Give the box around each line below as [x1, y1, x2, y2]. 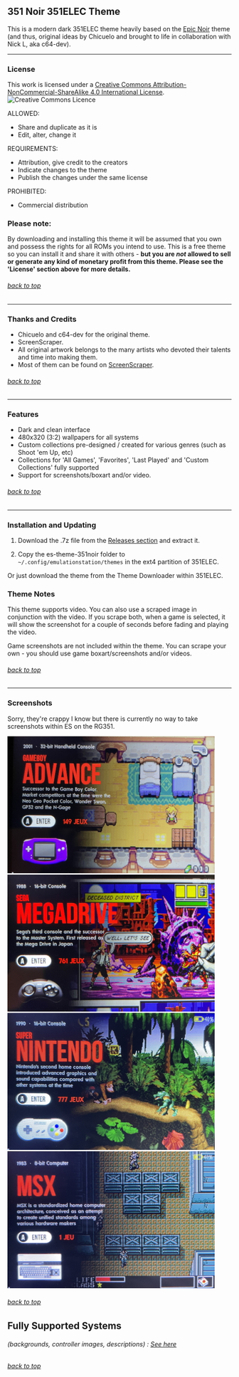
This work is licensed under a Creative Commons [7, 80, 152, 89]
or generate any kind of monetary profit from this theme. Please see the [7, 258, 224, 266]
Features [7, 409, 39, 419]
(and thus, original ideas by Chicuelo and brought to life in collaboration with [7, 32, 231, 41]
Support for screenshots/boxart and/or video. [17, 471, 152, 480]
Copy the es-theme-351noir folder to [17, 549, 126, 558]
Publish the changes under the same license [17, 174, 148, 182]
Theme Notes [7, 589, 55, 598]
